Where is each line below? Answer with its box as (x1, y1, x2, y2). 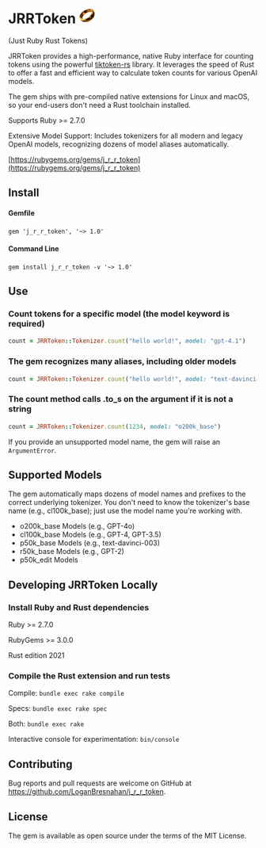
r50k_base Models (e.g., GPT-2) (19, 547, 125, 556)
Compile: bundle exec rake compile (8, 689, 125, 698)
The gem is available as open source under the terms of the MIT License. (8, 831, 247, 841)
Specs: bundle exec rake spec (8, 704, 108, 713)
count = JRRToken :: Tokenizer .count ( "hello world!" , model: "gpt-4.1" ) (8, 337, 246, 346)
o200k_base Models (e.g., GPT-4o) (19, 521, 135, 531)
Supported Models (8, 468, 102, 482)
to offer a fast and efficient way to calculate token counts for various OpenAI (8, 67, 258, 78)
